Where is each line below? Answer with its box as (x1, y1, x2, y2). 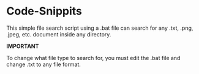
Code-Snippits (6, 4, 83, 18)
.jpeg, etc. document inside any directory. (6, 30, 111, 38)
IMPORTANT (6, 42, 39, 50)
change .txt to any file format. (6, 61, 81, 68)
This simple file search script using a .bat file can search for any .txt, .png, (6, 24, 193, 32)
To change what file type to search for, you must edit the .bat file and (6, 54, 181, 61)
